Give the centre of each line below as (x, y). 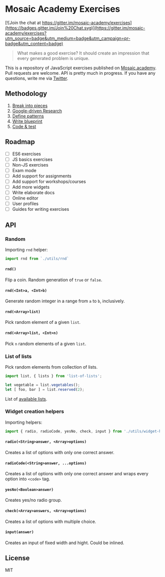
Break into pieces (30, 105)
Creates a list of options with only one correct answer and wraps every (77, 474)
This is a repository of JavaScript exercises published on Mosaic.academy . (81, 68)
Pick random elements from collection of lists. (51, 367)
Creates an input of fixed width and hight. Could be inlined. (65, 543)
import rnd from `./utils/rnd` (37, 259)
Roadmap (20, 142)
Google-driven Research (37, 111)
